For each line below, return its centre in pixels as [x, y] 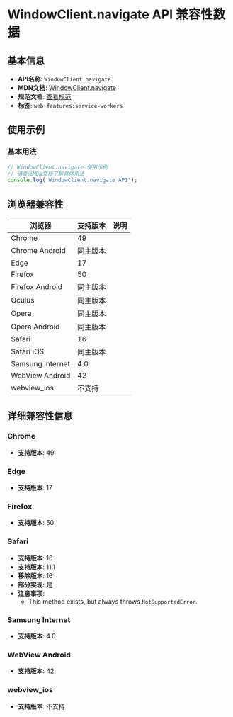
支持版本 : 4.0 [36, 636]
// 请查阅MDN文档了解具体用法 [46, 174]
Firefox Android [36, 287]
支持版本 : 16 [35, 558]
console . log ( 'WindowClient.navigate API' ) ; [73, 180]
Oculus [23, 300]
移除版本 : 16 [35, 575]
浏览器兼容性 [35, 204]
